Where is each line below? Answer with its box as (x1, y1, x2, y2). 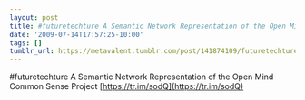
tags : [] (9, 38, 43, 48)
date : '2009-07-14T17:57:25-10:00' (9, 30, 144, 39)
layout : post (9, 13, 59, 23)
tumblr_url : (9, 47, 54, 56)
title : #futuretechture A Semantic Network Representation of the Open (9, 22, 286, 31)
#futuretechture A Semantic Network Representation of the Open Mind (9, 71, 274, 82)
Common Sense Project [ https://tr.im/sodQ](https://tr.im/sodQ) (9, 81, 244, 92)
